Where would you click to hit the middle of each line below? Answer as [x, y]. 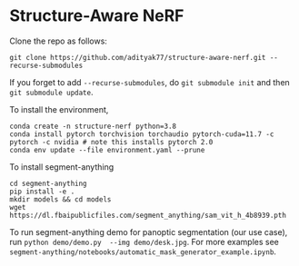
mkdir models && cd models [60, 199]
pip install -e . [42, 192]
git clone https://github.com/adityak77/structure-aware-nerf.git [138, 57]
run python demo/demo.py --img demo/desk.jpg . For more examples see [144, 241]
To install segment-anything [62, 167]
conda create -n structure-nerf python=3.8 [93, 126]
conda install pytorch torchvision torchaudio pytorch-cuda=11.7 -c [142, 134]
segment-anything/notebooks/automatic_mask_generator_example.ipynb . [143, 251]
